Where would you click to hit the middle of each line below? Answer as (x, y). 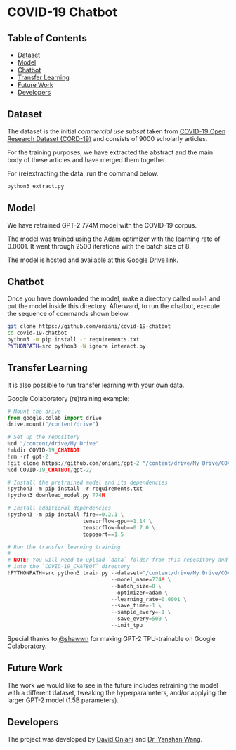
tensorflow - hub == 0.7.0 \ (119, 527)
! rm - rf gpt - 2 (28, 456)
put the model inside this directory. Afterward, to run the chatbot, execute (113, 306)
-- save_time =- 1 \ (136, 606)
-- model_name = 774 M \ (141, 579)
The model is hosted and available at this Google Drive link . (93, 260)
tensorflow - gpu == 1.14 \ (117, 521)
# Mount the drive (34, 412)
